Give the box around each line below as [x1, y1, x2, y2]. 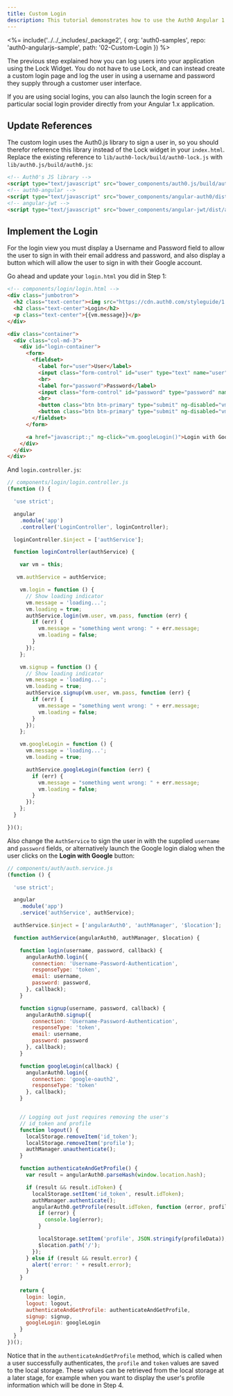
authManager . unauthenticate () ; [25, 1146, 116, 1153]
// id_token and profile [19, 1120, 92, 1127]
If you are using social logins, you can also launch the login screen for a [7, 92, 212, 101]
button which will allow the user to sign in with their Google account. [7, 259, 202, 267]
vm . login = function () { [19, 586, 95, 593]
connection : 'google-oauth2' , [32, 1075, 119, 1082]
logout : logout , [25, 1300, 73, 1307]
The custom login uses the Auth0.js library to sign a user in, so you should [7, 138, 219, 147]
